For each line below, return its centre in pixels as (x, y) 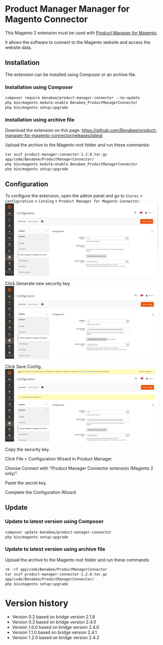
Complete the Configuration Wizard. (41, 492)
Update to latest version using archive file (55, 549)
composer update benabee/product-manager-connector (58, 532)
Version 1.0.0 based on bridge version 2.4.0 (56, 627)
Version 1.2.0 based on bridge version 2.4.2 (56, 637)
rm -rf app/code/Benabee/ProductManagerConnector (56, 569)
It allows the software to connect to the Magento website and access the (78, 42)
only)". (12, 473)
